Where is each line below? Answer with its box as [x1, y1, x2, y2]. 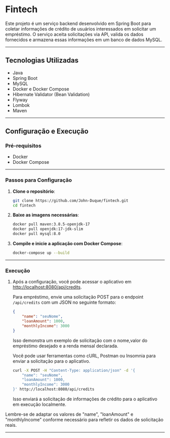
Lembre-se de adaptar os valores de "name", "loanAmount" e [5, 411, 134, 418]
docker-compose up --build [12, 250, 70, 255]
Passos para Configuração [5, 177, 72, 184]
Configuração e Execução [5, 127, 89, 136]
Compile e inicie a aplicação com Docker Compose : [12, 241, 123, 247]
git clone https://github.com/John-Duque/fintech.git [12, 198, 129, 203]
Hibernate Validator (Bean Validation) [12, 91, 90, 97]
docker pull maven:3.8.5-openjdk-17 [12, 222, 90, 227]
